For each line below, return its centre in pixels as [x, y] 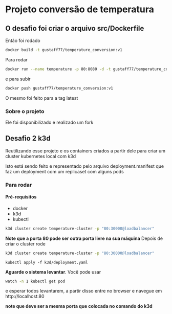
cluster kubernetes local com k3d [41, 156]
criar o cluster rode [26, 243]
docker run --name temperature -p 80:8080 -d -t [58, 69]
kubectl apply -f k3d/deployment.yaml [47, 262]
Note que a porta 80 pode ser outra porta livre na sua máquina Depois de [84, 238]
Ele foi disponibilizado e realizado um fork [49, 122]
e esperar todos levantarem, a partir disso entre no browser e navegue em [84, 291]
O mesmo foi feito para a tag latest [42, 98]
